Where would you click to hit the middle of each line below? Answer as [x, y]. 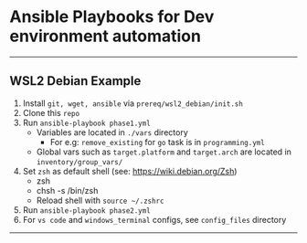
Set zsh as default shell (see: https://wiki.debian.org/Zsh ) [130, 171]
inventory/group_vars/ [79, 162]
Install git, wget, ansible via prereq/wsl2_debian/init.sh [133, 103]
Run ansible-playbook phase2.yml [86, 210]
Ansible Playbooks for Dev [112, 17]
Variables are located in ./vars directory [112, 132]
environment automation [105, 36]
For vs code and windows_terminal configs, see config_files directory [154, 219]
